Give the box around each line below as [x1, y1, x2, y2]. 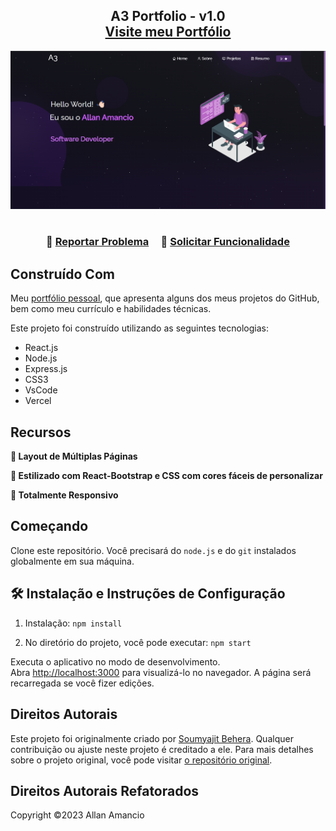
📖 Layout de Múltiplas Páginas [10, 450, 138, 463]
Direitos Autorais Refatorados [10, 782, 200, 799]
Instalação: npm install [24, 617, 123, 629]
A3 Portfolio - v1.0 [110, 8, 226, 25]
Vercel [24, 395, 52, 407]
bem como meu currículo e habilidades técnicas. [10, 303, 212, 315]
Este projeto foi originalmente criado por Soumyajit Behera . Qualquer [10, 732, 294, 744]
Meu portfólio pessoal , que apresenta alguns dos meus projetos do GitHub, [10, 292, 320, 304]
